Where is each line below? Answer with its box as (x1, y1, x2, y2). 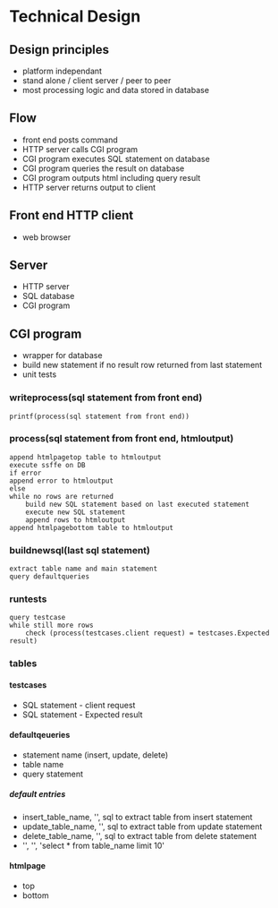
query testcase (9, 613, 66, 622)
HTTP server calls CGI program (21, 143, 139, 154)
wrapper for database (21, 350, 103, 361)
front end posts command (21, 134, 118, 145)
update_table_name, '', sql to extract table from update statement (21, 821, 263, 832)
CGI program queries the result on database (21, 163, 185, 174)
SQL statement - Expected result (21, 709, 143, 720)
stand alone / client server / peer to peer (21, 75, 172, 86)
